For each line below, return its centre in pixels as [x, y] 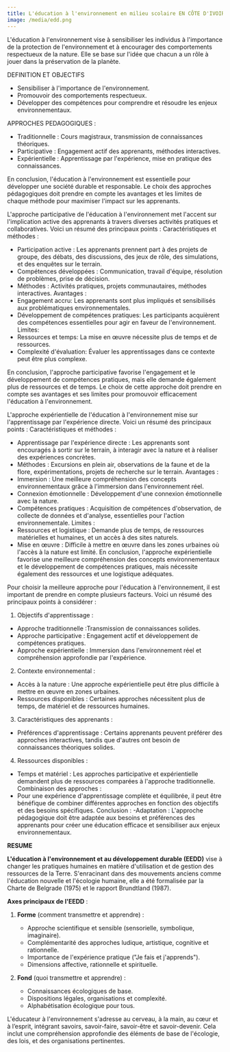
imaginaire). [44, 935]
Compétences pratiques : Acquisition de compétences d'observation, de [119, 508]
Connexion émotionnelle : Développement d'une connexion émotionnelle [119, 493]
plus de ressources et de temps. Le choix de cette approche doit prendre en [115, 387]
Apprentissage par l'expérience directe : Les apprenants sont [103, 442]
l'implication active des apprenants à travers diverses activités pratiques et [113, 221]
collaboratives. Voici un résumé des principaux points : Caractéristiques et [112, 229]
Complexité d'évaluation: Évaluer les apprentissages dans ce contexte [116, 352]
